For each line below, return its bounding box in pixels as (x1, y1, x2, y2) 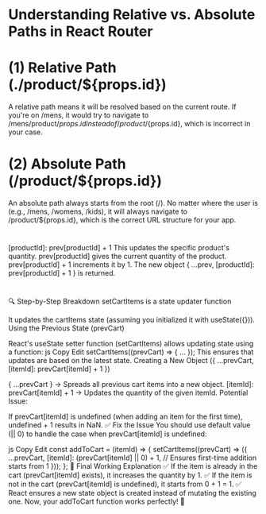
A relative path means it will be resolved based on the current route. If (8, 102, 237, 112)
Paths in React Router (8, 22, 153, 41)
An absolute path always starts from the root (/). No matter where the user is (8, 199, 258, 208)
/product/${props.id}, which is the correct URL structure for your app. (8, 215, 237, 225)
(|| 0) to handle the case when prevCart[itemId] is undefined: (8, 429, 207, 439)
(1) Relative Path (8, 59, 117, 77)
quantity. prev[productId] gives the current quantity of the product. (8, 252, 227, 261)
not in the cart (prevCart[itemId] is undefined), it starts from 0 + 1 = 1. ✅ (8, 479, 242, 489)
